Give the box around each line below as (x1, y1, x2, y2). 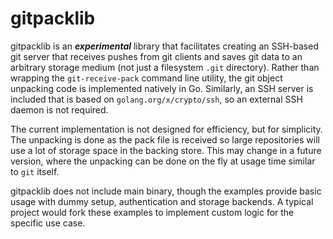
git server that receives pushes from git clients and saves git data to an (10, 50, 303, 62)
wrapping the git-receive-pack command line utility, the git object (10, 72, 283, 84)
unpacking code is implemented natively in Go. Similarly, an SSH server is (10, 82, 314, 94)
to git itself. (10, 165, 60, 177)
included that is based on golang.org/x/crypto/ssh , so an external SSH (10, 93, 303, 105)
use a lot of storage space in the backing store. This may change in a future (10, 144, 322, 156)
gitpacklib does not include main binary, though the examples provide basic (10, 185, 322, 197)
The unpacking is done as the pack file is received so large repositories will (10, 133, 320, 146)
